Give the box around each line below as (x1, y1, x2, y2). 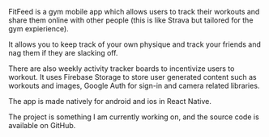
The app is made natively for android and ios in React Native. (8, 97, 212, 106)
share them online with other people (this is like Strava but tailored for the (8, 15, 254, 25)
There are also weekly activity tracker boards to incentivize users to (8, 64, 235, 73)
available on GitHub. (8, 121, 76, 130)
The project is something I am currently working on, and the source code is (8, 112, 259, 122)
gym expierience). (8, 24, 69, 33)
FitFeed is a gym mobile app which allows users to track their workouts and (8, 7, 260, 16)
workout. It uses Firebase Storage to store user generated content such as (8, 73, 257, 81)
